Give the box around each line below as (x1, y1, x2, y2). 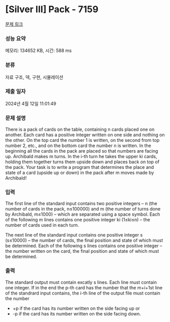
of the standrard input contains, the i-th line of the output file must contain (5, 290, 161, 296)
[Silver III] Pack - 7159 (5, 4, 99, 15)
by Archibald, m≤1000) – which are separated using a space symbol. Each (5, 211, 160, 217)
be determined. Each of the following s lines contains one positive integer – (5, 243, 162, 249)
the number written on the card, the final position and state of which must (5, 248, 159, 254)
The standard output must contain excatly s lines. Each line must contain (5, 279, 157, 285)
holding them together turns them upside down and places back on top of (5, 159, 160, 165)
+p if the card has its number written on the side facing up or (12, 305, 141, 311)
